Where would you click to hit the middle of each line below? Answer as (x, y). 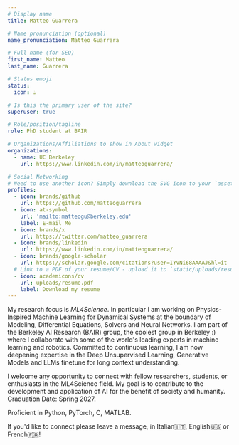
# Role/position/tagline (44, 125)
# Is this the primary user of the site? (70, 105)
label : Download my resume (60, 289)
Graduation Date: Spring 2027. (52, 399)
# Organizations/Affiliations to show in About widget (90, 144)
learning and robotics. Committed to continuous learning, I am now (105, 347)
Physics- (209, 310)
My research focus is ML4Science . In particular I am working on (101, 310)
